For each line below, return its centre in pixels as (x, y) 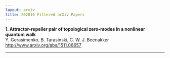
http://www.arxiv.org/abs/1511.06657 (44, 45)
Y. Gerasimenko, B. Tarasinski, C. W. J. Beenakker (57, 40)
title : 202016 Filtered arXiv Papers (45, 15)
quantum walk (21, 34)
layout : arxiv (20, 10)
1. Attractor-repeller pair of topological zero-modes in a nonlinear (75, 29)
